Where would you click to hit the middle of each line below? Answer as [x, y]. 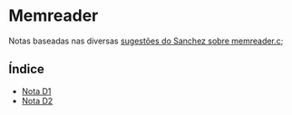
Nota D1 [36, 91]
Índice [26, 69]
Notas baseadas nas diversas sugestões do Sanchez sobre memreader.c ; [146, 41]
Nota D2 [37, 101]
